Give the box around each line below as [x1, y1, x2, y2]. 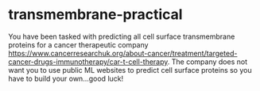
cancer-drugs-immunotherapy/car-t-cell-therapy [8, 57, 169, 66]
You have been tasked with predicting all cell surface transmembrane [8, 32, 235, 41]
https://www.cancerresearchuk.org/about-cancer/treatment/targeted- [8, 48, 238, 58]
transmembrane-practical [8, 6, 183, 24]
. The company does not [167, 57, 248, 66]
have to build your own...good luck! [8, 74, 124, 83]
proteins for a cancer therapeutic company [8, 40, 149, 49]
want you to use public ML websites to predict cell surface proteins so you [8, 65, 252, 74]
